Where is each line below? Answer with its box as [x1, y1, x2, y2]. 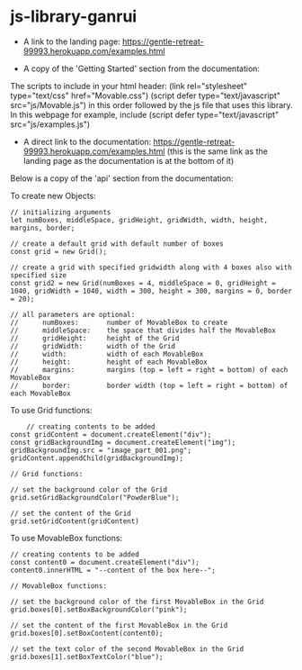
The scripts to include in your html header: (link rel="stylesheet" [10, 80, 248, 91]
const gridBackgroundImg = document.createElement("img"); [10, 438, 236, 447]
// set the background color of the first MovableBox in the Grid [10, 597, 264, 606]
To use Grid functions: [10, 404, 93, 415]
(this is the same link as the [166, 146, 268, 157]
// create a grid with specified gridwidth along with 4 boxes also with [10, 263, 293, 272]
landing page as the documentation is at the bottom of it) [22, 155, 235, 166]
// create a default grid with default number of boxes [10, 239, 224, 249]
